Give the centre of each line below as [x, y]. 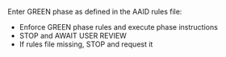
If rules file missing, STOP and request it [86, 44]
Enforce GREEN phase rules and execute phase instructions [119, 27]
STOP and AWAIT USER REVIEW [73, 36]
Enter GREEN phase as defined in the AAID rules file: [95, 12]
